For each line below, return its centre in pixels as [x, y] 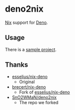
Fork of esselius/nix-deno [44, 92]
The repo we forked [39, 102]
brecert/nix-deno [29, 87]
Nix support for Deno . [26, 22]
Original [27, 82]
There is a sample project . [31, 49]
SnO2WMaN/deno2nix [34, 97]
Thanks [17, 65]
